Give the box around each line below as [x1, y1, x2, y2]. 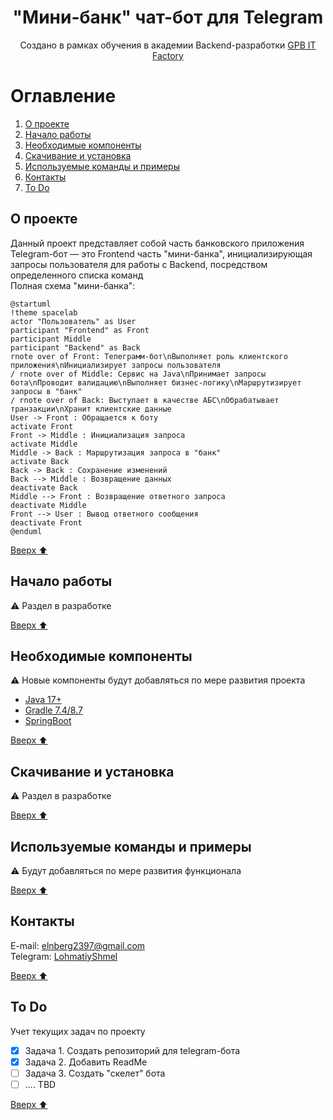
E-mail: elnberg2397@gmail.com [10, 939, 146, 951]
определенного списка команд [10, 269, 144, 281]
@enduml [10, 526, 43, 536]
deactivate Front [10, 517, 83, 528]
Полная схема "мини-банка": [10, 279, 136, 291]
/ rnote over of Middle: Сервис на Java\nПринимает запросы [10, 369, 267, 379]
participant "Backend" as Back [10, 342, 141, 353]
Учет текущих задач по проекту [10, 1025, 146, 1037]
